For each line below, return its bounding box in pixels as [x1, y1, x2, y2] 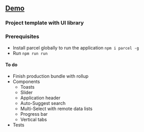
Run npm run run [12, 50, 48, 56]
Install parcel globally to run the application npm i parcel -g [12, 44, 139, 50]
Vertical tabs [20, 116, 47, 122]
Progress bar [20, 111, 48, 117]
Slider [20, 89, 33, 95]
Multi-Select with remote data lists [20, 105, 93, 112]
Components [12, 78, 40, 85]
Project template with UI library [5, 19, 84, 27]
